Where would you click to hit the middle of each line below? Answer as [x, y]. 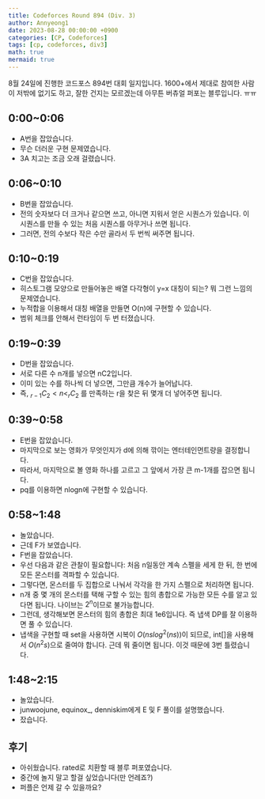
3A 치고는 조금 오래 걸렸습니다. [68, 158]
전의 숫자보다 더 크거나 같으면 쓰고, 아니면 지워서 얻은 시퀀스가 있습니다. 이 [134, 214]
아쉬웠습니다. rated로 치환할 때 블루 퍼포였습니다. [96, 767]
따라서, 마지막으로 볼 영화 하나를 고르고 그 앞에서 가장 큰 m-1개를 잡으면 [130, 470]
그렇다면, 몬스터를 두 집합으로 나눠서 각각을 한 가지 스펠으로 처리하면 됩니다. [137, 584]
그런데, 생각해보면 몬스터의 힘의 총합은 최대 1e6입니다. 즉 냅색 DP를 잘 [128, 615]
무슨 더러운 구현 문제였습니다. [65, 148]
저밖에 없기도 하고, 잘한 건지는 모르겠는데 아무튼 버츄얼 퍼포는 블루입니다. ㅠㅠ [136, 93]
